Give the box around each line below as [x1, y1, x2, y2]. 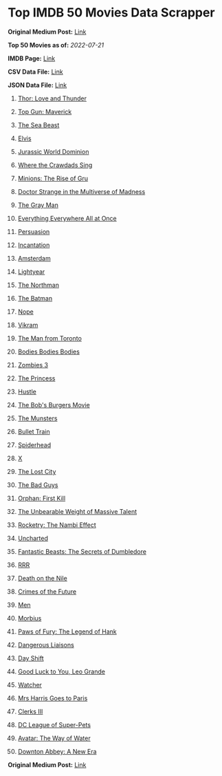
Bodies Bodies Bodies [17, 347, 80, 356]
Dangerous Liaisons [17, 640, 74, 649]
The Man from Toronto [17, 334, 82, 342]
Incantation [17, 241, 50, 249]
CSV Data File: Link [8, 67, 64, 76]
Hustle [17, 387, 37, 396]
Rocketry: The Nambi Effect [17, 521, 96, 529]
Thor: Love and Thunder [17, 94, 87, 103]
